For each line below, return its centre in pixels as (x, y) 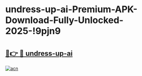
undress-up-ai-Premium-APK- (72, 9)
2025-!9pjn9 (33, 31)
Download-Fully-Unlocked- (64, 20)
